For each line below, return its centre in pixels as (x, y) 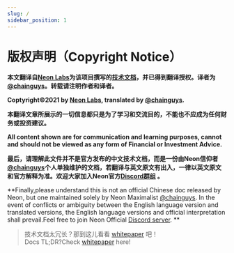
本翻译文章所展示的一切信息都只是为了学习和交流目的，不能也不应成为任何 (114, 114)
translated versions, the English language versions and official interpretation (116, 213)
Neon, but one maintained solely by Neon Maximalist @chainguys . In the (111, 198)
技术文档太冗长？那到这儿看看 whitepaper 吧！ (91, 234)
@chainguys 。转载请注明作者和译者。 (63, 86)
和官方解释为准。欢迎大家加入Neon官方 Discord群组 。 (85, 176)
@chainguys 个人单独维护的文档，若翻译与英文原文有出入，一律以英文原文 (114, 167)
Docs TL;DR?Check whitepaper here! (77, 242)
